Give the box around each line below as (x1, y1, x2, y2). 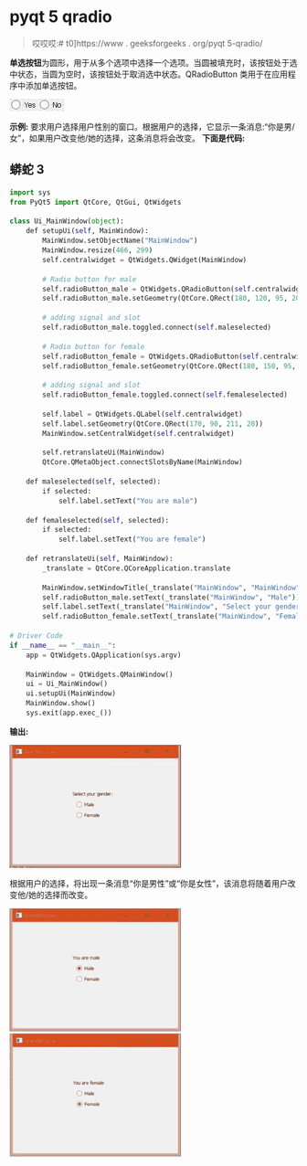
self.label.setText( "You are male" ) (58, 496, 198, 505)
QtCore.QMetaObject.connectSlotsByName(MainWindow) (42, 458, 244, 467)
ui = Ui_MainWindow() (26, 679, 108, 689)
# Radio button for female (42, 342, 145, 351)
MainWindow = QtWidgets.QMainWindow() (26, 670, 174, 679)
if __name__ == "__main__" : (9, 641, 117, 650)
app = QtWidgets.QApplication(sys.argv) (26, 651, 182, 660)
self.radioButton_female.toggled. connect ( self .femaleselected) (42, 390, 288, 399)
